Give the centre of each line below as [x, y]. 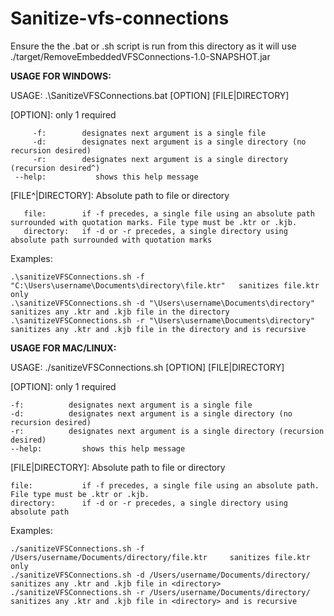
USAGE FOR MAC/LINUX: [63, 348]
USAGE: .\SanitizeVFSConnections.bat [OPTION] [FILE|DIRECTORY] [150, 95]
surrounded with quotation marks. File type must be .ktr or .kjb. [154, 222]
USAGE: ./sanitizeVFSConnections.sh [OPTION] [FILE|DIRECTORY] [147, 367]
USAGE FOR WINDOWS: [61, 76]
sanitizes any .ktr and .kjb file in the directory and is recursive [158, 329]
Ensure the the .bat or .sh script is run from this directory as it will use [153, 46]
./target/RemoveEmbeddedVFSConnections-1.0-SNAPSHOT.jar [140, 56]
